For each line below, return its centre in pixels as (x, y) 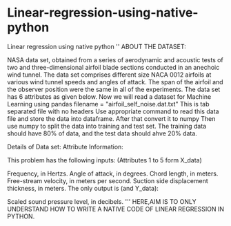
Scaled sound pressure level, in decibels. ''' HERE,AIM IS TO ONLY (102, 201)
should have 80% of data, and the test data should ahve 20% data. (102, 133)
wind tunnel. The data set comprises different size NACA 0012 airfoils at (109, 75)
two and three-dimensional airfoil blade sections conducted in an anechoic (113, 67)
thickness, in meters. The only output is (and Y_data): (83, 188)
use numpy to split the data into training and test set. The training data (107, 126)
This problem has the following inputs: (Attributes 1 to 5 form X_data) (104, 160)
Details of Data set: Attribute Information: (66, 147)
